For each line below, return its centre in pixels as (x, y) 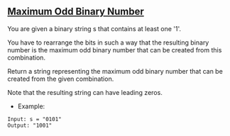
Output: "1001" (30, 125)
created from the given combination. (61, 79)
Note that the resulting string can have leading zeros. (85, 92)
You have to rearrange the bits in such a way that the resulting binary (108, 42)
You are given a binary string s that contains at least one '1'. (94, 28)
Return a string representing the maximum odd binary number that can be (115, 71)
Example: (31, 106)
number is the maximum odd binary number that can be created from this (115, 50)
